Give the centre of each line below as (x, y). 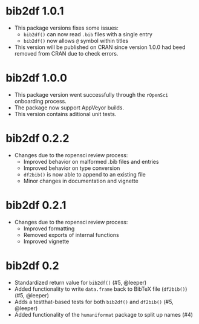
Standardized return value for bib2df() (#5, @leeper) (80, 282)
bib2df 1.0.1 (35, 11)
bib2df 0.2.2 (38, 139)
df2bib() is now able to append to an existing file (84, 174)
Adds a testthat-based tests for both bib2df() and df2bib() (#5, (94, 302)
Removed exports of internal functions (71, 235)
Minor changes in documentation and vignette (81, 181)
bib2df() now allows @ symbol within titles (76, 40)
